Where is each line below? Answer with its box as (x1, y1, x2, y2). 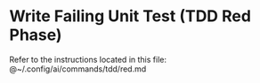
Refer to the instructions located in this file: (9, 54, 167, 64)
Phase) (9, 25, 62, 45)
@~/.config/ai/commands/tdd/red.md (9, 64, 147, 74)
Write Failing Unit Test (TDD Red (9, 6, 252, 26)
